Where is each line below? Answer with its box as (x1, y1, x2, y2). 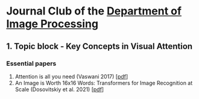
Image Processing (6, 17, 98, 31)
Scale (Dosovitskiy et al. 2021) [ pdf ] (14, 86, 104, 93)
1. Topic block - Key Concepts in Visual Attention (6, 41, 193, 51)
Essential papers (6, 59, 57, 68)
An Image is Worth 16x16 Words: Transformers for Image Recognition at (14, 79, 193, 86)
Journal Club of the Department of (6, 4, 182, 18)
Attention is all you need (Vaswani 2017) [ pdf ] (14, 72, 128, 80)
